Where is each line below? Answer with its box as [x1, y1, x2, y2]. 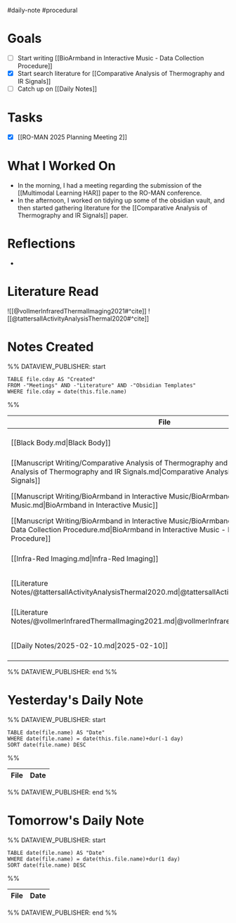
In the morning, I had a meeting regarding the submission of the [17, 181, 202, 190]
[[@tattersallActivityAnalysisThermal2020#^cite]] [7, 314, 150, 323]
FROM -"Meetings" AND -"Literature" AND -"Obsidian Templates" [7, 382, 197, 389]
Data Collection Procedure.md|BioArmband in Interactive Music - [11, 524, 226, 534]
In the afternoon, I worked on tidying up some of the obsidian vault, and [17, 196, 225, 205]
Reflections [7, 235, 76, 252]
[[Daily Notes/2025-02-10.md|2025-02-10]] [11, 640, 169, 650]
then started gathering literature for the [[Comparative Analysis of [17, 204, 208, 212]
